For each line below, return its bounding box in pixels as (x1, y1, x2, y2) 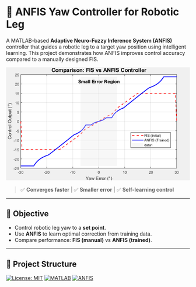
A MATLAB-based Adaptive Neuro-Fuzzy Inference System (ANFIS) (6, 37, 173, 44)
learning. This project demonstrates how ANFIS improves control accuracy (6, 49, 185, 56)
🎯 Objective (6, 209, 49, 219)
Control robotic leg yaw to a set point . (14, 224, 106, 231)
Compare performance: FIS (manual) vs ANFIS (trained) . (14, 237, 152, 244)
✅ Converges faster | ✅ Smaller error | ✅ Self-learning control (20, 186, 174, 193)
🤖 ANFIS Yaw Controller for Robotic (6, 5, 180, 19)
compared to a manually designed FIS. (6, 56, 99, 63)
